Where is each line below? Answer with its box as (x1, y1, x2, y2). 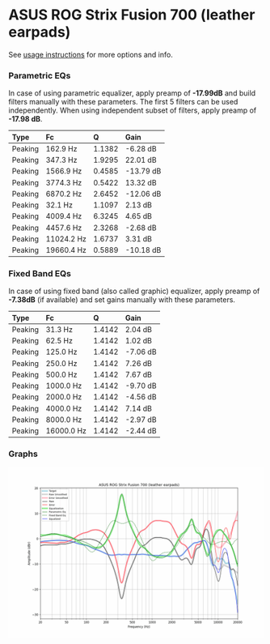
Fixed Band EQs (8, 267, 71, 279)
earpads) (8, 23, 71, 41)
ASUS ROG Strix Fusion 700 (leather (8, 6, 255, 24)
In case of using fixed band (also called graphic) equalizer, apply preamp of (8, 286, 260, 296)
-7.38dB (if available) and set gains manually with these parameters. (8, 295, 236, 305)
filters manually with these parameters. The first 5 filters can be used (8, 97, 238, 107)
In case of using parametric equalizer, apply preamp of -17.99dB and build (8, 88, 256, 98)
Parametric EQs (8, 70, 71, 81)
